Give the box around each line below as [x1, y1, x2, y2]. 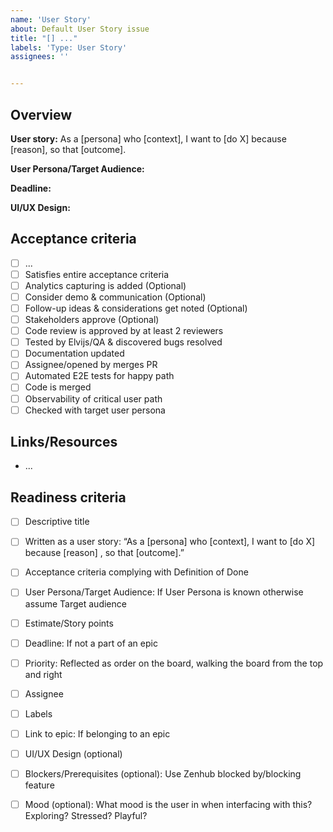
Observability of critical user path [24, 392, 163, 405]
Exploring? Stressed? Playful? [24, 810, 148, 822]
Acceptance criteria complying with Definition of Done [24, 566, 249, 578]
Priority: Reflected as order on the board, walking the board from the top [24, 657, 324, 669]
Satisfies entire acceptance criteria [24, 268, 170, 280]
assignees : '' [10, 52, 70, 62]
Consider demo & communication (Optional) [24, 291, 207, 303]
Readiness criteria [10, 489, 127, 506]
